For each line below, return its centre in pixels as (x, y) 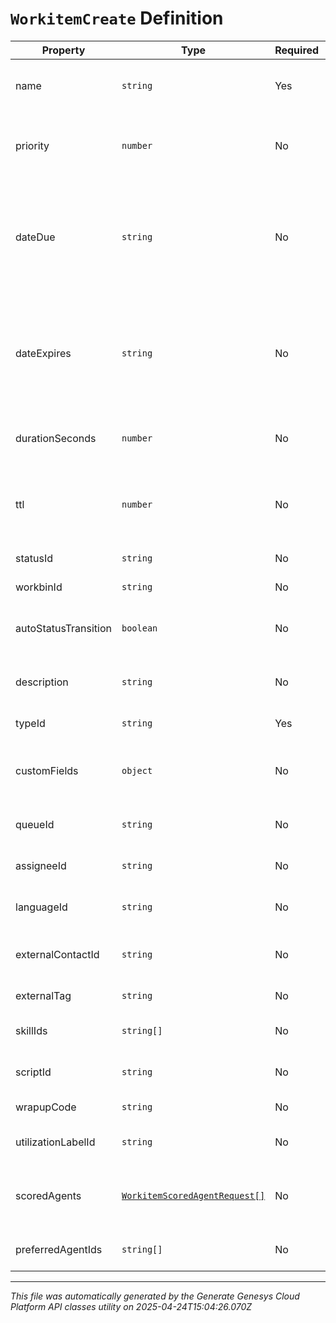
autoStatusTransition (63, 628)
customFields (47, 770)
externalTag (43, 995)
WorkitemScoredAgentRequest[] (193, 1195)
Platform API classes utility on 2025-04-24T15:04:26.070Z (131, 1306)
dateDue (35, 237)
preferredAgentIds (59, 1249)
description (42, 682)
